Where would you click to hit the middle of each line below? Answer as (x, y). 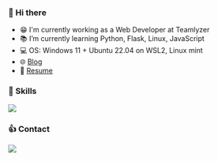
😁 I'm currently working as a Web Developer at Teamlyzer (115, 30)
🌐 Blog (31, 62)
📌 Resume (36, 71)
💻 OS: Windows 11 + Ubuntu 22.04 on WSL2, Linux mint (111, 51)
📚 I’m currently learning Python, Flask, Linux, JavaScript (112, 39)
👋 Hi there (28, 13)
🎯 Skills (23, 92)
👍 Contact (29, 129)
